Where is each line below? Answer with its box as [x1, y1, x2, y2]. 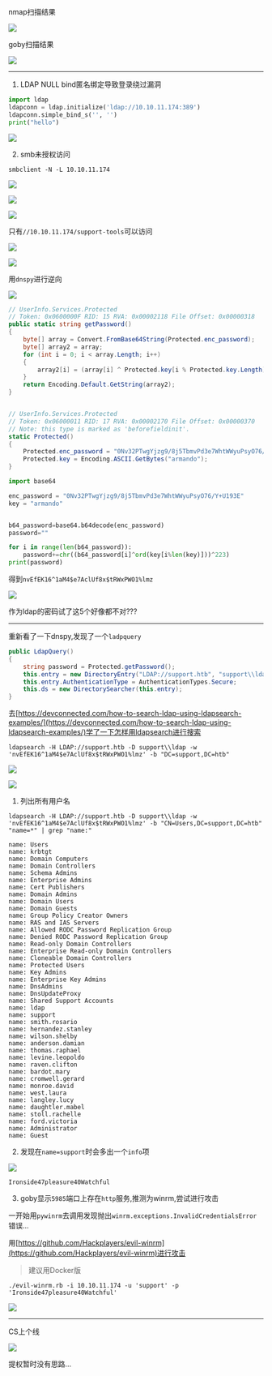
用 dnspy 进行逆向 [8, 274, 62, 284]
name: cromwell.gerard [8, 1075, 85, 1083]
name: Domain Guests [8, 905, 79, 913]
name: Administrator [8, 1125, 79, 1133]
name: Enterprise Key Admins [8, 975, 107, 984]
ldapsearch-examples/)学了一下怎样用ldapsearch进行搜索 [8, 727, 202, 737]
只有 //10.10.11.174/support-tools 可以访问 [8, 226, 153, 236]
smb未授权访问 [19, 149, 71, 159]
